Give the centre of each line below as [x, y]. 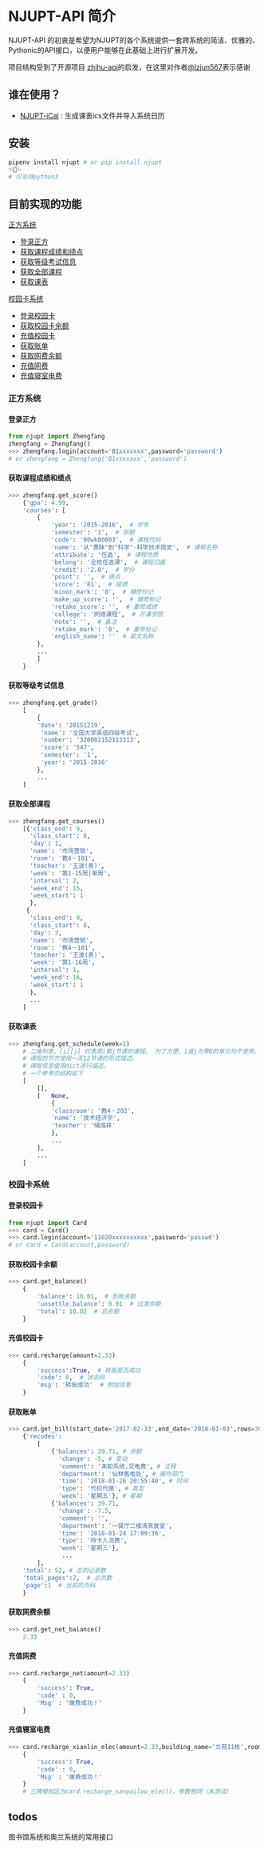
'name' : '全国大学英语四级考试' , [90, 733]
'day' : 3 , [45, 933]
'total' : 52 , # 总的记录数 [64, 1570]
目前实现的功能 [45, 204]
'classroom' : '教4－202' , [93, 1111]
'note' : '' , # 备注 [84, 622]
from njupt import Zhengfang [57, 437]
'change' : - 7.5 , [85, 1511]
